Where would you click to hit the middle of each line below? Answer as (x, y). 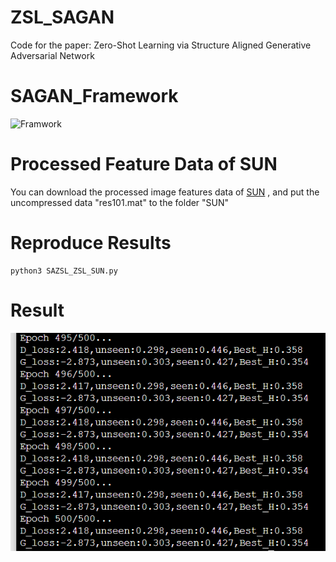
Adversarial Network (52, 55)
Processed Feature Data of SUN (144, 164)
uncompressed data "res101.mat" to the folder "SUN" (120, 202)
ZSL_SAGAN (62, 17)
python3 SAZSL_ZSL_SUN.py (64, 271)
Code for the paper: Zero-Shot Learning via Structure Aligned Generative (161, 45)
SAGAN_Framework (94, 96)
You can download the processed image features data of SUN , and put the (165, 192)
